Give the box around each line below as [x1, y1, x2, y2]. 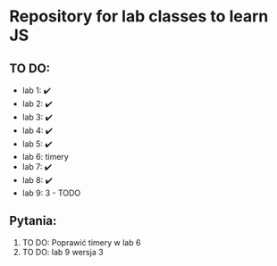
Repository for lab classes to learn [9, 6, 269, 27]
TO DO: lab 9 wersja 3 [21, 246, 105, 257]
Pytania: [9, 213, 57, 229]
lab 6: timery [21, 152, 69, 162]
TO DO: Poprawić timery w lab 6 [21, 237, 141, 247]
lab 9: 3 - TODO [21, 187, 81, 198]
